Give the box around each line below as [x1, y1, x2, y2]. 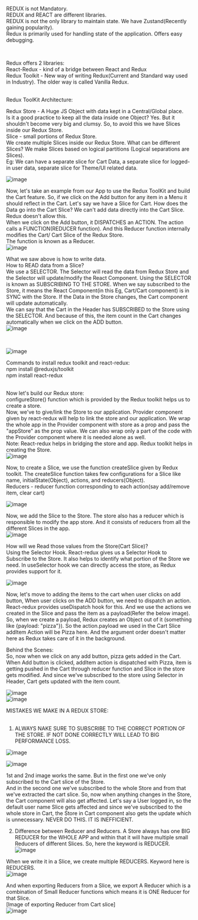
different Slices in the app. [6, 525, 70, 532]
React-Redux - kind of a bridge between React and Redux [6, 66, 147, 73]
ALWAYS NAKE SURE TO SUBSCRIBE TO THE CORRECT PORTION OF [14, 725, 186, 731]
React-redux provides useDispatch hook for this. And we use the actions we [6, 603, 191, 610]
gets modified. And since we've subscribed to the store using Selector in [6, 672, 183, 678]
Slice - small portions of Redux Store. [6, 133, 97, 140]
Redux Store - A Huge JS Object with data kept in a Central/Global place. [6, 108, 184, 114]
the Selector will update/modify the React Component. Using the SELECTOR [6, 274, 191, 281]
